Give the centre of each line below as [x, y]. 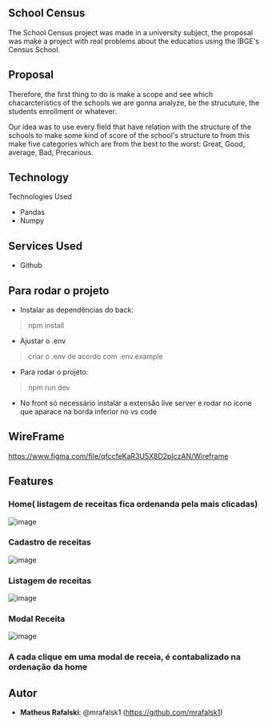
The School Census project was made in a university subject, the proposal [131, 32]
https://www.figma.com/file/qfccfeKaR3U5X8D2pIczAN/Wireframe [118, 456]
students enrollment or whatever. [63, 111]
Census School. [34, 49]
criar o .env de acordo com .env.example [95, 357]
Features [31, 482]
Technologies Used [40, 196]
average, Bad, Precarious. [51, 152]
